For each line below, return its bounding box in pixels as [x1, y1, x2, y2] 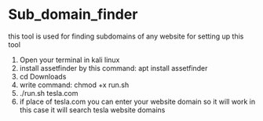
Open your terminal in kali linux [19, 55, 120, 64]
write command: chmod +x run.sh [19, 80, 130, 90]
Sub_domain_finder [8, 5, 138, 24]
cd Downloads [19, 71, 67, 81]
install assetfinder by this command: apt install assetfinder [19, 63, 208, 72]
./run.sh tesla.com [19, 88, 79, 97]
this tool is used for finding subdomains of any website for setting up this [8, 31, 244, 41]
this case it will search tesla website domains [19, 104, 166, 115]
